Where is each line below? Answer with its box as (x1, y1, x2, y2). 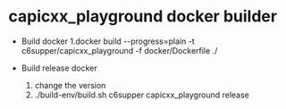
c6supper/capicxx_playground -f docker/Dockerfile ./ (21, 45, 218, 55)
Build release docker (21, 63, 97, 73)
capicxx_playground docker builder (8, 6, 278, 27)
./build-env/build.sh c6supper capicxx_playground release (34, 89, 249, 100)
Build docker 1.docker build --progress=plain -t (21, 36, 195, 46)
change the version (34, 80, 106, 90)
